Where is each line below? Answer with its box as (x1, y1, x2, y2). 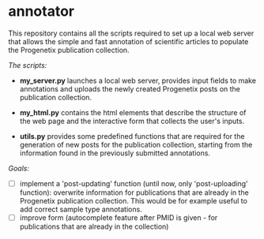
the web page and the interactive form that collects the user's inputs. (19, 116, 245, 125)
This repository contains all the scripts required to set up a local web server (8, 28, 255, 38)
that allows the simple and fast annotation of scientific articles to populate (8, 36, 249, 46)
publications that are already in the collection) (19, 222, 169, 231)
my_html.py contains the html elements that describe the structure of (19, 107, 247, 117)
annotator (8, 2, 75, 21)
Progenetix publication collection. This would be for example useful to (19, 196, 247, 205)
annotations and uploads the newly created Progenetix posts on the (19, 84, 241, 93)
